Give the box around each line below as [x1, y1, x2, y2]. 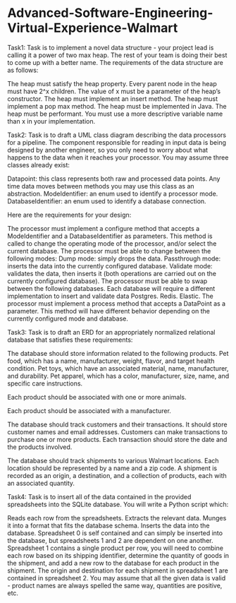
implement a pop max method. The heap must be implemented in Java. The [7, 102, 227, 110]
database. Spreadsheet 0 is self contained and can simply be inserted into [7, 528, 223, 537]
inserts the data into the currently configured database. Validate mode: [7, 261, 213, 270]
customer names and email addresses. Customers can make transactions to [7, 427, 228, 436]
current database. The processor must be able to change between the [7, 246, 211, 255]
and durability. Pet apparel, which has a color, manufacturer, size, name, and [7, 371, 230, 380]
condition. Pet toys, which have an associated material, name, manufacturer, [7, 364, 229, 372]
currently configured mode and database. [7, 314, 128, 323]
